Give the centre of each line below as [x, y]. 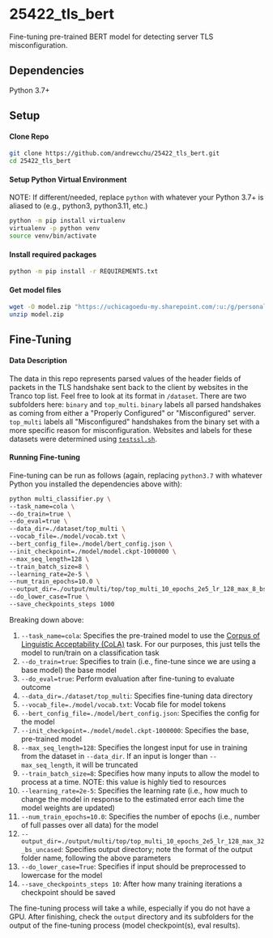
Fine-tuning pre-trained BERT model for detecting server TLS [111, 36]
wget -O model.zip [40, 307]
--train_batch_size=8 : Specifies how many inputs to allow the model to [140, 773]
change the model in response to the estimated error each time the [133, 799]
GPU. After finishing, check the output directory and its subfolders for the [132, 916]
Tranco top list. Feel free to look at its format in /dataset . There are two [128, 396]
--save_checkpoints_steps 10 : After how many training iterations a [131, 884]
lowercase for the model [62, 875]
